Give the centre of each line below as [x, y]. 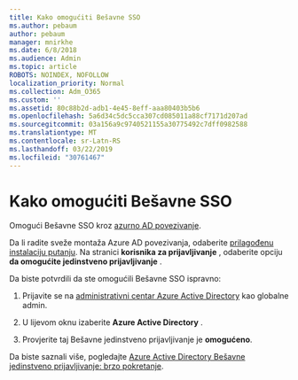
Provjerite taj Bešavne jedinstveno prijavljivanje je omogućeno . [137, 340]
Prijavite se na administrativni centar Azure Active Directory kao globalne [156, 296]
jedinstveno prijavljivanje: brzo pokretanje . [86, 366]
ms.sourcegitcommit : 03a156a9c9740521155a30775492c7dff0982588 [129, 125]
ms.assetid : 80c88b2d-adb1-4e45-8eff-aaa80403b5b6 [105, 108]
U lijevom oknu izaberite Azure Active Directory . [113, 322]
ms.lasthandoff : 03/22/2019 [61, 149]
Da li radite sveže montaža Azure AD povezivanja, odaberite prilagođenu [141, 243]
